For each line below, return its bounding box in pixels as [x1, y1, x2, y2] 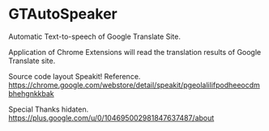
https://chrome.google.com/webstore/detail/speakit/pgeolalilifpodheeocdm [8, 80, 261, 90]
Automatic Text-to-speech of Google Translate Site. [8, 32, 181, 41]
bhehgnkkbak [8, 88, 54, 98]
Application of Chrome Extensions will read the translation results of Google [8, 47, 262, 57]
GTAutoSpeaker [8, 5, 117, 23]
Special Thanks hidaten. [8, 104, 89, 114]
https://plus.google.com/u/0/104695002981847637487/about [8, 112, 215, 122]
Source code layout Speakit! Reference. [8, 71, 141, 81]
